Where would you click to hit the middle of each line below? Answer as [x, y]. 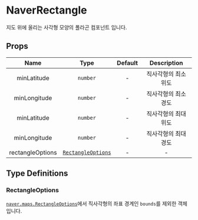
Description [166, 63]
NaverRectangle [47, 10]
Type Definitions [37, 174]
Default [128, 63]
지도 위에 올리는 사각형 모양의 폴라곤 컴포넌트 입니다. [67, 27]
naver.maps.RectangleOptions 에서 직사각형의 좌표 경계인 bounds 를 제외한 [91, 203]
